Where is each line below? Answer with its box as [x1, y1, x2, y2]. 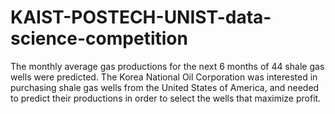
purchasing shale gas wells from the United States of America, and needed [10, 81, 320, 93]
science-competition [10, 27, 188, 50]
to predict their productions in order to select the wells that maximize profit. [10, 92, 322, 104]
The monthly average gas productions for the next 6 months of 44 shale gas [10, 60, 325, 72]
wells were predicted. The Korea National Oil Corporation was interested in [10, 71, 318, 83]
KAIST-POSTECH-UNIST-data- [10, 6, 272, 29]
